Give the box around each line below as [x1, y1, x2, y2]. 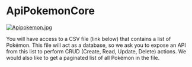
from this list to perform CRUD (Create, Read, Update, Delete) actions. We [6, 47, 187, 55]
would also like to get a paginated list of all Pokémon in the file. [6, 54, 160, 61]
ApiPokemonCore [6, 4, 95, 18]
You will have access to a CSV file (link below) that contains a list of [6, 35, 171, 42]
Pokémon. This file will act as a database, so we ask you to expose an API [6, 42, 187, 49]
